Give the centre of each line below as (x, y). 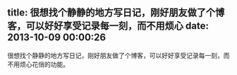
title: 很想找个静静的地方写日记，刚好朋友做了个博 (116, 13)
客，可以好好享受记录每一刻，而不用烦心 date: (108, 26)
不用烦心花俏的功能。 (38, 64)
